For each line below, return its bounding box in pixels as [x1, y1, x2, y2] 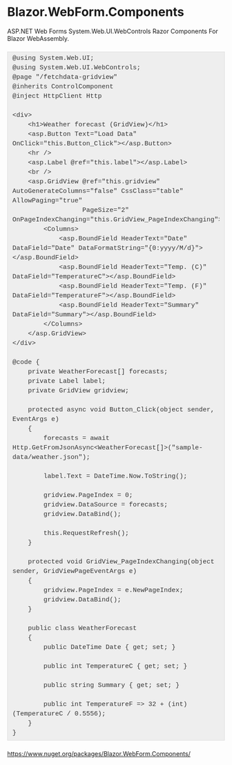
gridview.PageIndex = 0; [43, 491, 133, 500]
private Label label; [28, 377, 106, 386]
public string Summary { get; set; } [43, 681, 180, 690]
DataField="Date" [12, 245, 75, 253]
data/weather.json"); [12, 453, 91, 462]
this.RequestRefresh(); [43, 529, 130, 538]
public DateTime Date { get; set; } [43, 643, 176, 652]
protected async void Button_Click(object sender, [28, 406, 215, 415]
